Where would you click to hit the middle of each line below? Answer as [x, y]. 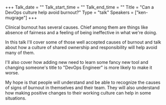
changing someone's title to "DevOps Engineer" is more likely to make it [79, 67]
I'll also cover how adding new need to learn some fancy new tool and [77, 62]
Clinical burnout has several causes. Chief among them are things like [77, 27]
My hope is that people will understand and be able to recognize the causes [83, 82]
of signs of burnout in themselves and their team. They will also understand [83, 88]
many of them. [20, 52]
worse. [12, 73]
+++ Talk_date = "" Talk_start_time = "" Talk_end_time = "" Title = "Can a [80, 7]
